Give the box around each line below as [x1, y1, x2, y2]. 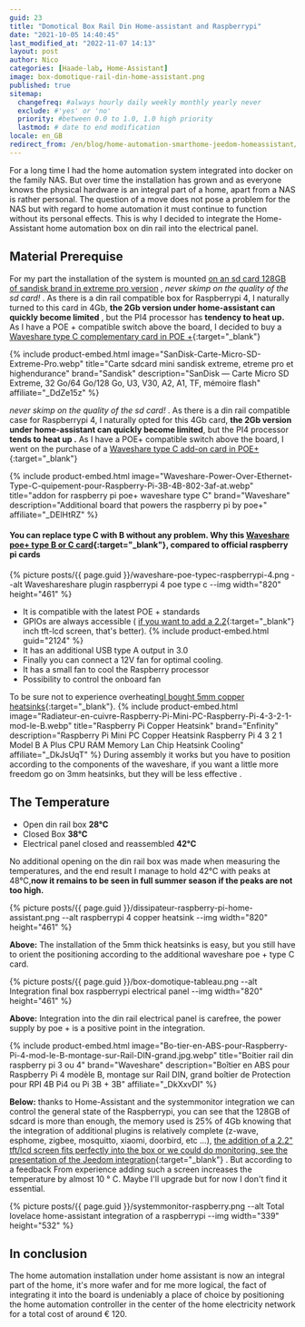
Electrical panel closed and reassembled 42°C [22, 838, 197, 849]
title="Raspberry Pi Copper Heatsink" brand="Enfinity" [74, 720, 279, 731]
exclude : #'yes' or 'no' [17, 106, 112, 115]
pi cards [9, 549, 41, 560]
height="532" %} [9, 1220, 74, 1231]
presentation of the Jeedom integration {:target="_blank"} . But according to [9, 1154, 292, 1165]
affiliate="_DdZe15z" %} [9, 387, 100, 398]
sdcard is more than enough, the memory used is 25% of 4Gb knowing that [9, 1116, 292, 1126]
